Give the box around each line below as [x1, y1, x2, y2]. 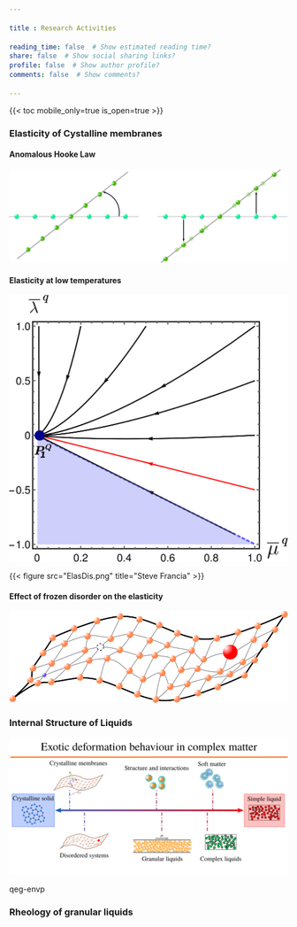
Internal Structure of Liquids [9, 716, 133, 729]
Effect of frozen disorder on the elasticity [9, 591, 164, 601]
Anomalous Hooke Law [9, 149, 95, 159]
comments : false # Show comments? [9, 71, 141, 80]
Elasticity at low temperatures [9, 274, 122, 285]
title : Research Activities [9, 23, 117, 33]
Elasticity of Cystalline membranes [9, 127, 163, 139]
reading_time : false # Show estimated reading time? [9, 42, 212, 51]
